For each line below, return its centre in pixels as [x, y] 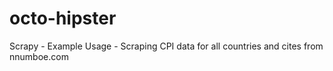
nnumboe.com [39, 56]
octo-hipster [63, 18]
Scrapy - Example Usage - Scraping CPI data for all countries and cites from [166, 46]
